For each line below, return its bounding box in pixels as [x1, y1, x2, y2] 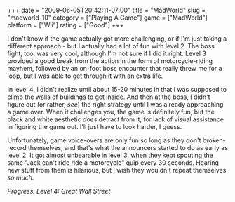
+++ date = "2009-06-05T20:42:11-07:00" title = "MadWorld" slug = [7, 6, 206, 14]
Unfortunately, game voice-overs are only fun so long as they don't [7, 136, 201, 144]
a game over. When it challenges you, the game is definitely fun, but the [7, 108, 215, 116]
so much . [7, 173, 34, 182]
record [7, 144, 27, 151]
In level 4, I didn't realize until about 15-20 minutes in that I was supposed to [7, 86, 227, 93]
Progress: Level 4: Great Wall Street [7, 187, 111, 195]
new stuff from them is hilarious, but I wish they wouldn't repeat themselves [7, 166, 227, 174]
